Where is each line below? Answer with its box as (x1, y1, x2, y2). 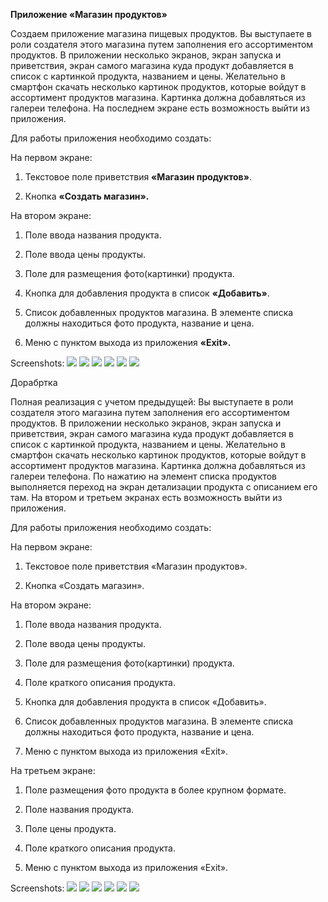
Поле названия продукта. (24, 804, 135, 815)
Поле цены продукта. (24, 823, 117, 834)
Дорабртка (10, 377, 58, 388)
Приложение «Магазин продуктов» (10, 9, 168, 20)
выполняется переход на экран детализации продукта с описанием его (10, 481, 318, 493)
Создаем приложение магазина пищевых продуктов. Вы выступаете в (10, 28, 313, 39)
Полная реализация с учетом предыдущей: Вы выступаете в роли (10, 396, 294, 408)
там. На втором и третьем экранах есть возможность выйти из (10, 492, 283, 503)
